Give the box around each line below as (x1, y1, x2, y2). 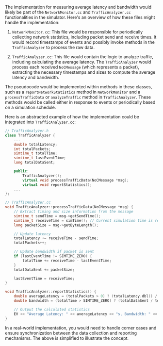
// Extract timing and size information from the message (14, 209, 133, 214)
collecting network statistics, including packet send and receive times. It (12, 34, 157, 40)
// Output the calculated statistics (14, 307, 90, 312)
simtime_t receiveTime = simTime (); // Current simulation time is (14, 218, 153, 223)
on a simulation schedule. (5, 104, 56, 110)
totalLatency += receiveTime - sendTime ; (14, 236, 98, 241)
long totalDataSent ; (14, 160, 55, 165)
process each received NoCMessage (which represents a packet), (12, 64, 140, 70)
